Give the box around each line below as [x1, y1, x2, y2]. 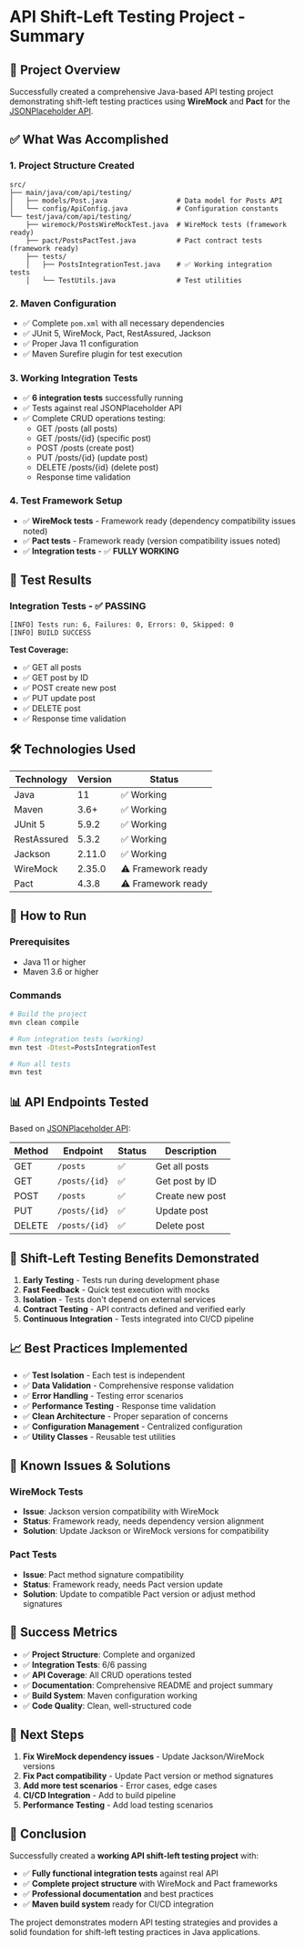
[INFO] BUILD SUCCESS [9, 628, 92, 637]
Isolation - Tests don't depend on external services [22, 1293, 216, 1305]
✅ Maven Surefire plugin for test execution [22, 348, 183, 359]
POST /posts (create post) [36, 442, 135, 453]
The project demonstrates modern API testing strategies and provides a [9, 1917, 279, 1928]
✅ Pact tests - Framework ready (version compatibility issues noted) [22, 535, 281, 546]
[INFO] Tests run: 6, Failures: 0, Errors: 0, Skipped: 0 [9, 620, 234, 630]
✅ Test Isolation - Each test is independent [22, 1370, 186, 1381]
